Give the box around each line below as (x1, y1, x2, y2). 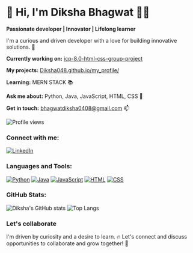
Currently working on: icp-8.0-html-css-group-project (6, 55, 143, 62)
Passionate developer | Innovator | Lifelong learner (6, 25, 136, 32)
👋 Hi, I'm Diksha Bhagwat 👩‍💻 (6, 5, 150, 19)
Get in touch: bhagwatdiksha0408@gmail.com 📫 (6, 105, 130, 112)
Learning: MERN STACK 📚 (6, 78, 73, 86)
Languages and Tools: (6, 162, 72, 171)
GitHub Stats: (6, 191, 47, 199)
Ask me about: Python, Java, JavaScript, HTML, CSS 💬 (6, 93, 143, 100)
